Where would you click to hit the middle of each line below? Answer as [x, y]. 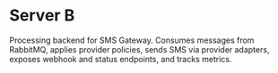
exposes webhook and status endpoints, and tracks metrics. [121, 59]
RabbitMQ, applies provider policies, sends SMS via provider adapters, [139, 49]
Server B [42, 16]
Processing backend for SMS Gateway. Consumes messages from [132, 40]
